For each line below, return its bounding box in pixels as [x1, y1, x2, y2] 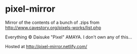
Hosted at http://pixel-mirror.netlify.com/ [5, 43, 88, 49]
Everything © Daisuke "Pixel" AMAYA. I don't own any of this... [5, 34, 132, 40]
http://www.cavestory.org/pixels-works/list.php [5, 24, 102, 30]
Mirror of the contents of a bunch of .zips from [5, 19, 100, 25]
